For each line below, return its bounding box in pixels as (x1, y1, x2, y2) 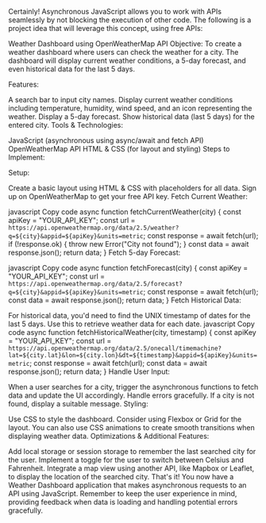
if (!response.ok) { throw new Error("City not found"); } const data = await (8, 240, 249, 248)
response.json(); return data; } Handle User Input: (8, 367, 171, 376)
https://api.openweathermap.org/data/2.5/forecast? (8, 280, 183, 288)
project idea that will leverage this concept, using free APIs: (8, 24, 203, 33)
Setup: (8, 168, 30, 177)
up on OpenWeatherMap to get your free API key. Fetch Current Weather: (8, 192, 249, 201)
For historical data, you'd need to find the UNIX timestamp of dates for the (8, 311, 251, 320)
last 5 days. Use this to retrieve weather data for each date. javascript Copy (8, 319, 256, 329)
